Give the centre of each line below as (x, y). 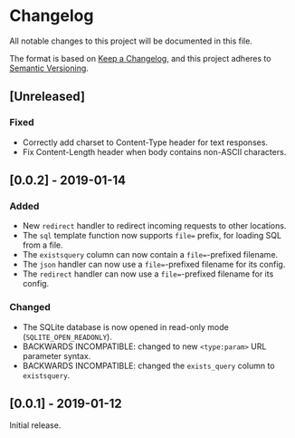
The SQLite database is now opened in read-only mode (125, 326)
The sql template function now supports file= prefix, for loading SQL (152, 236)
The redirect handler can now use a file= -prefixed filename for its (148, 274)
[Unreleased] (48, 97)
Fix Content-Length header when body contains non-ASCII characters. (154, 151)
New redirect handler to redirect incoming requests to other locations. (154, 226)
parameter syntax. (57, 355)
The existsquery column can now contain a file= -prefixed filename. (150, 255)
